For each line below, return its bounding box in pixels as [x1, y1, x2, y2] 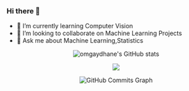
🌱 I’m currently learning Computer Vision [16, 22, 133, 30]
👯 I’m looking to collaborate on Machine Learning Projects [16, 29, 182, 37]
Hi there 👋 [6, 6, 41, 16]
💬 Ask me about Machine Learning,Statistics [16, 37, 144, 45]
